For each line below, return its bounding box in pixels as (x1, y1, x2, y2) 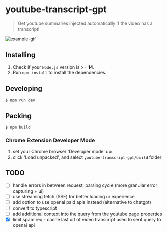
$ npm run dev (5, 98, 36, 103)
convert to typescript (12, 205, 57, 211)
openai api (12, 222, 35, 228)
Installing (5, 50, 36, 59)
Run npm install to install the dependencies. (12, 69, 107, 75)
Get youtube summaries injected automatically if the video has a (17, 20, 153, 27)
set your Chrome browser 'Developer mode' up (12, 148, 112, 154)
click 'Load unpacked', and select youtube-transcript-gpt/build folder (12, 154, 162, 160)
